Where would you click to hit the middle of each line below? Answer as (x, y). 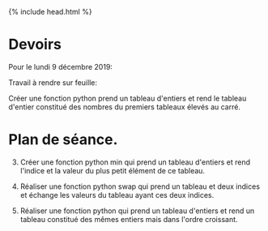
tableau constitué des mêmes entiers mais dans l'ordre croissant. (129, 219)
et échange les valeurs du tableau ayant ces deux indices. (117, 195)
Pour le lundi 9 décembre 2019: (61, 66)
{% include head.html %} (50, 12)
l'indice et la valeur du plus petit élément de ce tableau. (112, 170)
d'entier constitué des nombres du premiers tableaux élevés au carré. (125, 107)
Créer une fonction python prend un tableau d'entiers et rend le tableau (128, 98)
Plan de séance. (63, 140)
